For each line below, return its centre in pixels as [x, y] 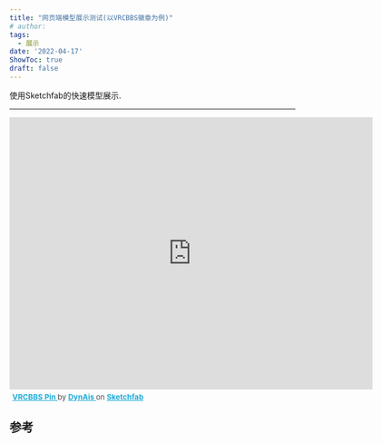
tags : [20, 34]
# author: [28, 26]
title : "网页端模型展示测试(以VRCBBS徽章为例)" [92, 18]
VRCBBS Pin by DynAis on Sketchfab [78, 397]
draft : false [34, 69]
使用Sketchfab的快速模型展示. [65, 95]
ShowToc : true [36, 60]
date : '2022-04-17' [46, 52]
